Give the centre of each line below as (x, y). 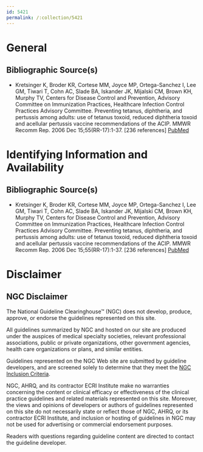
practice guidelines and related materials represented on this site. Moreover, (102, 398)
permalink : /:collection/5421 (45, 18)
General (27, 48)
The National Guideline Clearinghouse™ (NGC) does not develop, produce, (99, 311)
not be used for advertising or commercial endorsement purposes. (90, 424)
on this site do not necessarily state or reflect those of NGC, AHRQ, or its (97, 411)
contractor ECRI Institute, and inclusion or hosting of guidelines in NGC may (101, 418)
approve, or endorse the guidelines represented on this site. (81, 318)
